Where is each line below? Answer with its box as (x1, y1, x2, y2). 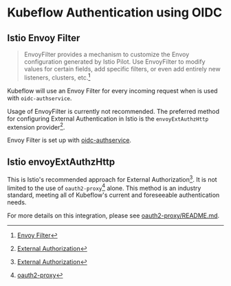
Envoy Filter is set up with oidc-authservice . (7, 136, 132, 145)
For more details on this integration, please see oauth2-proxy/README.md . (7, 211, 220, 220)
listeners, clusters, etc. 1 (23, 72, 91, 82)
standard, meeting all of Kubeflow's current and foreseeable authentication (7, 191, 220, 200)
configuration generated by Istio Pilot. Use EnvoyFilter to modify (23, 58, 206, 66)
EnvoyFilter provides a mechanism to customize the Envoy (23, 50, 190, 58)
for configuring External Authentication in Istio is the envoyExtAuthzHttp (7, 115, 209, 123)
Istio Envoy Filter (7, 32, 80, 44)
